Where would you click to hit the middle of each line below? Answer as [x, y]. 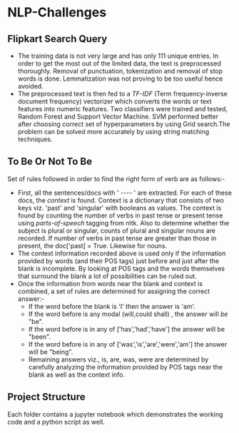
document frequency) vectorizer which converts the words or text [115, 101]
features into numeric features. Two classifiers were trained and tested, [123, 109]
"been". [40, 337]
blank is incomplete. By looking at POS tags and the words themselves [121, 268]
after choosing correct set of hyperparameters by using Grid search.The [124, 124]
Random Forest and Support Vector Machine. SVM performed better [118, 116]
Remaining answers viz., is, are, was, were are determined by [118, 359]
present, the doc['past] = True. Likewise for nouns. [92, 245]
